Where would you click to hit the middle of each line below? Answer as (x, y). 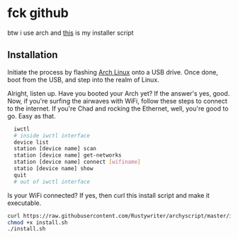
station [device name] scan (55, 149)
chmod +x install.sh (38, 222)
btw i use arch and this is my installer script (70, 33)
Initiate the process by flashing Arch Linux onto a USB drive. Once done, (113, 72)
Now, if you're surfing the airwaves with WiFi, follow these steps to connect (118, 101)
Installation (33, 55)
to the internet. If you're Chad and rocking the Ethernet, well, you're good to (118, 109)
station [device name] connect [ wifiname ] (77, 162)
